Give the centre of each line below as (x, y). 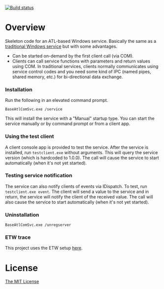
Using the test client (29, 136)
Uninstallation (22, 215)
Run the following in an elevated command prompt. (57, 100)
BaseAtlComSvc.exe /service (34, 109)
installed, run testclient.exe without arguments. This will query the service (82, 152)
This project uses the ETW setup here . (44, 248)
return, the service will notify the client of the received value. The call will (79, 196)
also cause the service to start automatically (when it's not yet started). (77, 202)
